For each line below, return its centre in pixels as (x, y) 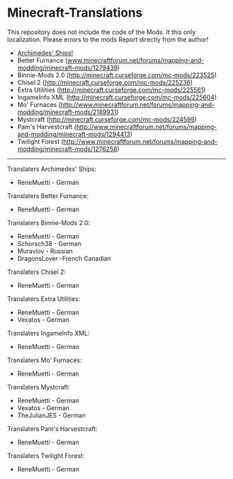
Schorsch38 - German (49, 243)
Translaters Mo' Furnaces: (44, 360)
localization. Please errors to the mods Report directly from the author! (108, 39)
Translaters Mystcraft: (39, 387)
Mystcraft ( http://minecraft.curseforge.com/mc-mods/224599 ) (107, 119)
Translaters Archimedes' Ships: (52, 169)
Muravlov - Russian (45, 251)
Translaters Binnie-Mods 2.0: (49, 222)
